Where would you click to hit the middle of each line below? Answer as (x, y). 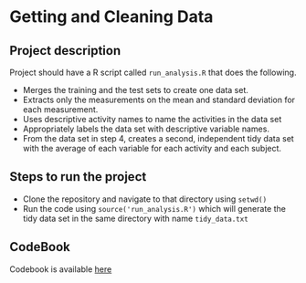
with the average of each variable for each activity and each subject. (152, 148)
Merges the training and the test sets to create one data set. (135, 90)
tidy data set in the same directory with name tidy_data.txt (135, 218)
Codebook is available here (61, 269)
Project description (65, 51)
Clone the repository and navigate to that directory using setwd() (145, 199)
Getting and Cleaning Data (111, 17)
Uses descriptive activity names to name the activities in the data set (152, 119)
